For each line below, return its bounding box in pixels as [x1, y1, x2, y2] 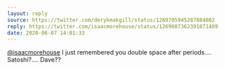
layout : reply [7, 10, 48, 17]
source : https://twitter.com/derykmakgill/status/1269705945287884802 [7, 17, 215, 23]
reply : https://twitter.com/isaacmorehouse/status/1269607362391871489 [7, 23, 218, 30]
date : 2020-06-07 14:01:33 [7, 29, 85, 37]
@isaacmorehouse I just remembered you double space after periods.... [7, 48, 212, 57]
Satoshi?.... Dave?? [7, 56, 61, 64]
